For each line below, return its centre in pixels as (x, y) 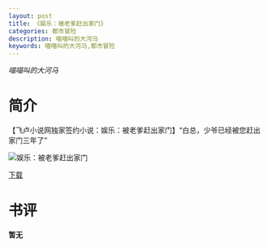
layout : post (30, 16)
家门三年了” (28, 141)
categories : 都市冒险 (43, 31)
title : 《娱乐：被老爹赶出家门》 (58, 24)
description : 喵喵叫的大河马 (54, 39)
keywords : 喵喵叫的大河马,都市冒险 (62, 46)
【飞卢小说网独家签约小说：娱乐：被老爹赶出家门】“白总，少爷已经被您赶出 (135, 130)
